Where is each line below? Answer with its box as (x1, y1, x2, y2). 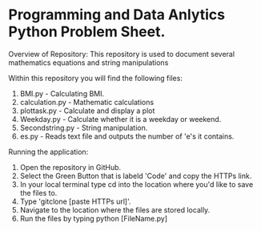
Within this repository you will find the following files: (8, 73, 183, 83)
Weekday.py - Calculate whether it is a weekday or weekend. (19, 114, 222, 124)
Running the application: (8, 147, 89, 156)
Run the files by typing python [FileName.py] (19, 213, 168, 223)
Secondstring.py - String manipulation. (19, 123, 148, 132)
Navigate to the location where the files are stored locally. (19, 205, 211, 214)
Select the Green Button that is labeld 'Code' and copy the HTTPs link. (19, 171, 252, 180)
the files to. (19, 188, 58, 197)
